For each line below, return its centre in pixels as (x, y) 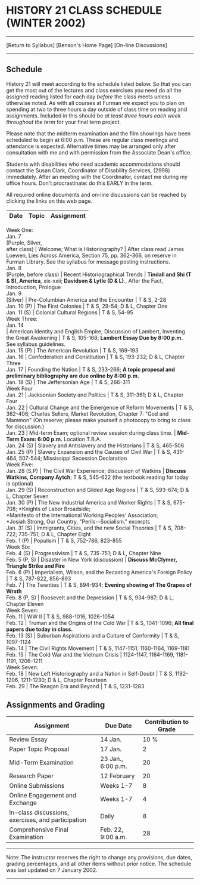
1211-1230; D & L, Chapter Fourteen (64, 680)
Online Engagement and (43, 795)
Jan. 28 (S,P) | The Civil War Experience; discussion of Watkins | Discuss (96, 471)
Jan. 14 (15, 325)
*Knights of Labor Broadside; (55, 509)
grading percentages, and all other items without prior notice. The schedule (99, 864)
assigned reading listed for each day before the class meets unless (88, 97)
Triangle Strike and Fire (36, 566)
